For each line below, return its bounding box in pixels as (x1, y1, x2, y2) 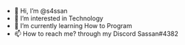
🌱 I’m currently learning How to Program (14, 22, 132, 30)
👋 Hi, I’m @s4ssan (14, 7, 68, 15)
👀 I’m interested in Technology (14, 14, 104, 22)
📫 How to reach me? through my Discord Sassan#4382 (14, 30, 179, 38)
